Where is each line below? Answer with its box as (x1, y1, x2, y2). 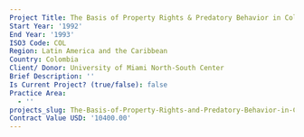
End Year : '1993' (9, 30, 75, 39)
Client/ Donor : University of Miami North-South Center (9, 64, 224, 73)
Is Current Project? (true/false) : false (9, 80, 168, 89)
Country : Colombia (9, 55, 79, 64)
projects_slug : (9, 105, 67, 114)
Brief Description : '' (9, 72, 95, 81)
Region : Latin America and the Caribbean (9, 47, 168, 56)
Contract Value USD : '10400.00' (9, 114, 131, 123)
